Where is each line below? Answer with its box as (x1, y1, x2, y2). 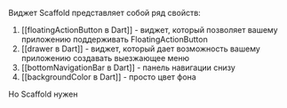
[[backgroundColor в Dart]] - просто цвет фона (20, 72, 196, 82)
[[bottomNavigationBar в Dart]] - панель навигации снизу (20, 62, 236, 73)
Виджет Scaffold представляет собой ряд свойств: (8, 8, 201, 18)
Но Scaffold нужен (8, 89, 78, 99)
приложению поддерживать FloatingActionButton (20, 35, 208, 44)
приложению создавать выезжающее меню (20, 53, 190, 63)
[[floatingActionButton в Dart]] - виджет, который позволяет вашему (20, 25, 278, 35)
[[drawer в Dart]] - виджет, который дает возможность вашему (20, 43, 261, 54)
